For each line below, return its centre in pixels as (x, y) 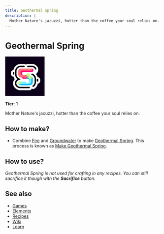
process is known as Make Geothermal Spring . (60, 146)
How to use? (25, 161)
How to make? (27, 129)
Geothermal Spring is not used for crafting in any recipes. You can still (77, 173)
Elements (22, 211)
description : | (21, 15)
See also (18, 194)
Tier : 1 (12, 104)
